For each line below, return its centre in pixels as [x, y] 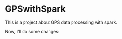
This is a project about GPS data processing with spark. [61, 22]
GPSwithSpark [36, 9]
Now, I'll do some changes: [32, 31]
